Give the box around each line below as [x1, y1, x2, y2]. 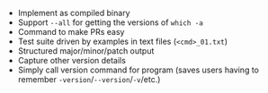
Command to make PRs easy [17, 27, 125, 37]
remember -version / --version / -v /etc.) [17, 74, 161, 84]
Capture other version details [17, 55, 126, 65]
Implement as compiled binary [17, 8, 130, 18]
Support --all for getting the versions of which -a [17, 17, 204, 28]
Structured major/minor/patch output [17, 46, 155, 56]
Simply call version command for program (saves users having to [17, 64, 259, 75]
